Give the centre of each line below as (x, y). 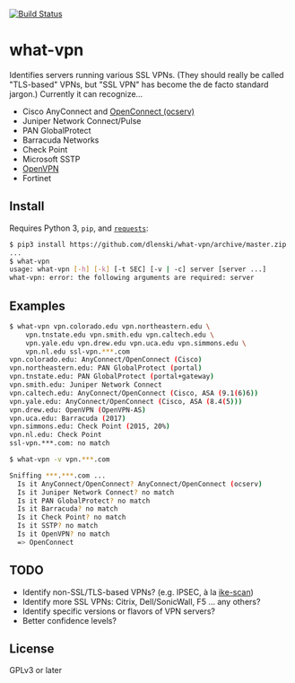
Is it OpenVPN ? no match (64, 534)
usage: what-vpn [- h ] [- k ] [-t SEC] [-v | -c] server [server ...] (138, 269)
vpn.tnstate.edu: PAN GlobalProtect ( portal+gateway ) (112, 377)
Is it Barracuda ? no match (68, 509)
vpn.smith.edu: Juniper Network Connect (86, 385)
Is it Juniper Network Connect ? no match (96, 492)
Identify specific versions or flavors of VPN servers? (118, 611)
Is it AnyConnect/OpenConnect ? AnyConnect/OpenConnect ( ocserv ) (140, 484)
